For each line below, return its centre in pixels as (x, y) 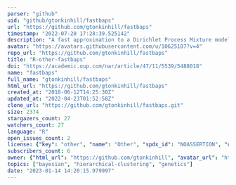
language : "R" (28, 132)
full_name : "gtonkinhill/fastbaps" (59, 79)
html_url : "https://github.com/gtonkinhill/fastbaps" (88, 86)
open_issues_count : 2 (39, 138)
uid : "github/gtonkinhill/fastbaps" (61, 20)
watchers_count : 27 (36, 125)
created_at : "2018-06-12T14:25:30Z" (61, 92)
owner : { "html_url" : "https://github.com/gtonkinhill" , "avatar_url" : (113, 158)
